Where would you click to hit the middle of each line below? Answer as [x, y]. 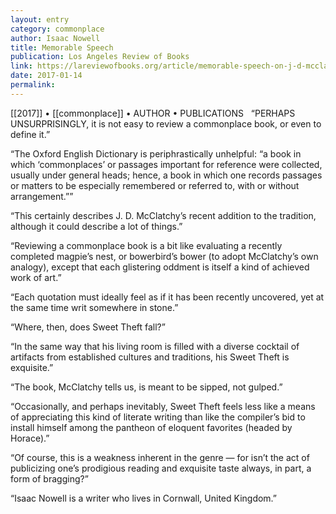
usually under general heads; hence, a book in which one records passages [166, 175]
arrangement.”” [42, 196]
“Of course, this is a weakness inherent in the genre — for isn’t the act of [160, 457]
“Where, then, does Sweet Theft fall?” [88, 327]
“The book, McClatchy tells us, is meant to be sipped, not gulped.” [146, 387]
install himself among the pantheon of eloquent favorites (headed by [151, 427]
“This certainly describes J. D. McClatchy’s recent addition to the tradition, [163, 215]
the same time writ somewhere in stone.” [94, 307]
